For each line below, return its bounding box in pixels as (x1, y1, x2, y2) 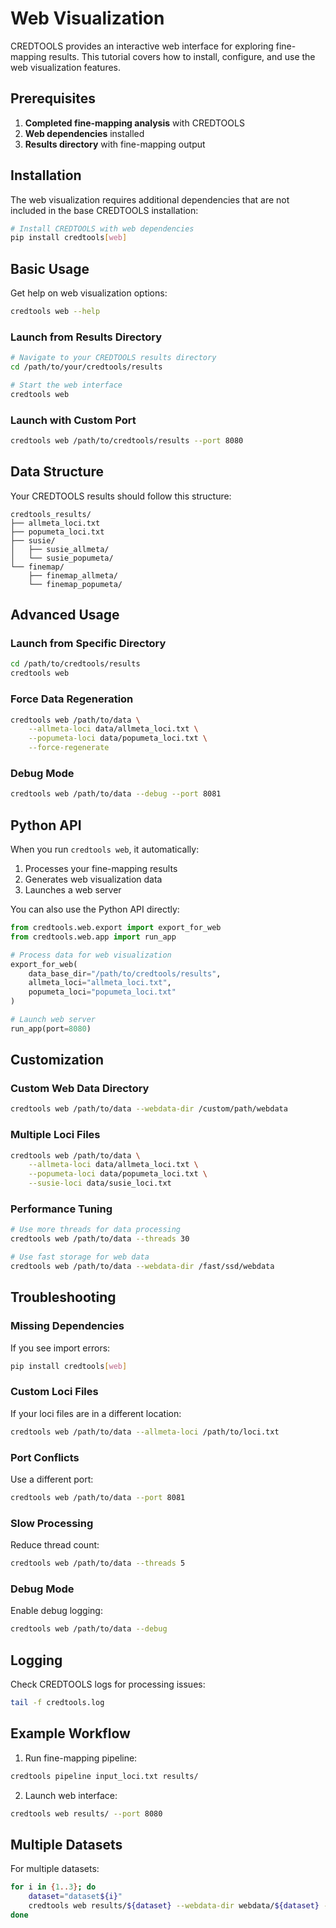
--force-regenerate (28, 743, 110, 753)
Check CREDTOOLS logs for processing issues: (10, 1678, 206, 1690)
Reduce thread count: (10, 1539, 100, 1551)
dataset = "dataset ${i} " (28, 1892, 123, 1902)
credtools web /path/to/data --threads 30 (10, 1234, 190, 1244)
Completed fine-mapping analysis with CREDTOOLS (24, 117, 245, 129)
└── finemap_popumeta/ (28, 579, 123, 589)
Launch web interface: (24, 1789, 118, 1801)
